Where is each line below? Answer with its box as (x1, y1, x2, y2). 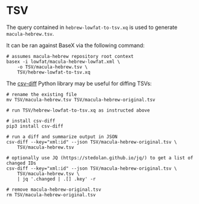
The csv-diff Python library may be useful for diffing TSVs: (6, 80, 152, 87)
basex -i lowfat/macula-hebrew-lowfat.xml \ (6, 59, 120, 65)
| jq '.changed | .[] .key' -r (17, 176, 96, 182)
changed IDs (6, 160, 36, 166)
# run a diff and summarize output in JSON (6, 133, 118, 139)
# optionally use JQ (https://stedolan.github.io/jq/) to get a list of (6, 155, 194, 161)
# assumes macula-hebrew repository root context (6, 53, 134, 59)
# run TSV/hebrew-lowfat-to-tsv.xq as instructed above (6, 107, 150, 113)
